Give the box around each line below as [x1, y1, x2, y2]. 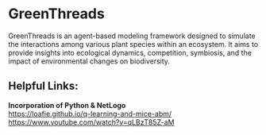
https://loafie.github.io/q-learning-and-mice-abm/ [8, 109, 172, 118]
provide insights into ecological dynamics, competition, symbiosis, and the [8, 48, 253, 57]
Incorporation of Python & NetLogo [8, 100, 126, 110]
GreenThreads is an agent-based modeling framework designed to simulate [8, 31, 256, 40]
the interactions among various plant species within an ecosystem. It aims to [8, 39, 259, 48]
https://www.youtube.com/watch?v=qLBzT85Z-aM [8, 117, 175, 127]
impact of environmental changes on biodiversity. [8, 56, 171, 66]
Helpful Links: [8, 79, 79, 93]
